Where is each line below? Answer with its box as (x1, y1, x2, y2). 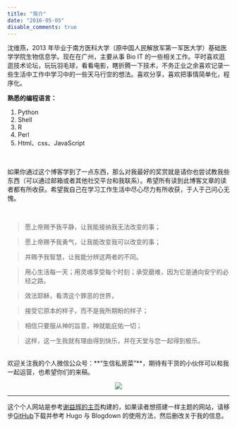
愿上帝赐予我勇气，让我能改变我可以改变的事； (24, 238, 161, 246)
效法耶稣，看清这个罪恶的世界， (24, 291, 118, 300)
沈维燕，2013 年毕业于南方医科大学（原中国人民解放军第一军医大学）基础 (7, 44, 221, 52)
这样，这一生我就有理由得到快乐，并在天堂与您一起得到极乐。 (24, 337, 205, 345)
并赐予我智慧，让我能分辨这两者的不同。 (24, 253, 142, 261)
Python (17, 108, 39, 116)
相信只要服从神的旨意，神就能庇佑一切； (24, 322, 142, 330)
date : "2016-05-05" (7, 17, 65, 24)
